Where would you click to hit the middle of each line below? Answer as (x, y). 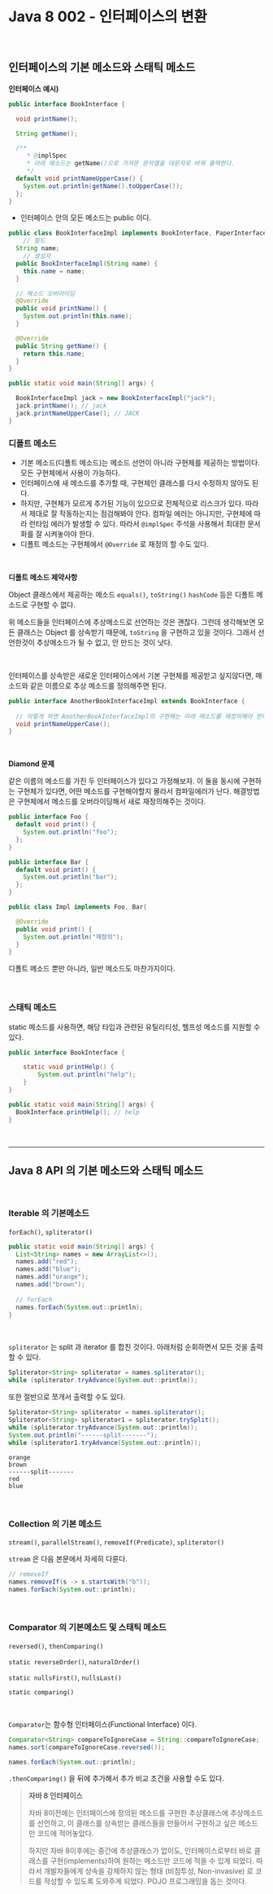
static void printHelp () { (69, 1067)
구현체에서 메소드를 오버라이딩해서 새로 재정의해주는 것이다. (111, 802)
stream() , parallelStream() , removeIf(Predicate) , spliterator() (117, 1542)
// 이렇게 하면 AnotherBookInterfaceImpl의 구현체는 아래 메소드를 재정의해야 (134, 716)
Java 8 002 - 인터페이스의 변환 (108, 17)
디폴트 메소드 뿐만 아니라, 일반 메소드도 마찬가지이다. (92, 969)
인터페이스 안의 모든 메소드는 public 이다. (86, 218)
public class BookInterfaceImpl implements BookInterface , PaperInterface (138, 233)
